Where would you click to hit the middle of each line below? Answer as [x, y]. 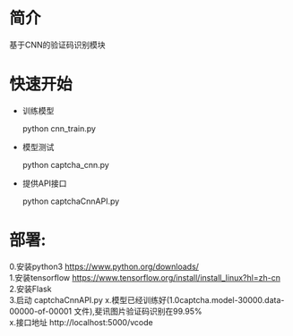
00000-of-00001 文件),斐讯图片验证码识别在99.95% [106, 311]
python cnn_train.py [59, 128]
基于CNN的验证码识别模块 [57, 45]
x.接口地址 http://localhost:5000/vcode [82, 322]
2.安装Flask [30, 289]
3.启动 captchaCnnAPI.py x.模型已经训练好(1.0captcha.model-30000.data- [147, 299]
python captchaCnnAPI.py [71, 201]
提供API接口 [44, 183]
